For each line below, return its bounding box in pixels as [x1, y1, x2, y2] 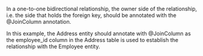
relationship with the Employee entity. [6, 43, 100, 50]
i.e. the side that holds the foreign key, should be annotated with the [6, 12, 177, 19]
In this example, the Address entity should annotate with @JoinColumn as [6, 30, 191, 37]
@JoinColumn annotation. [6, 18, 72, 25]
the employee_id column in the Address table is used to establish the [6, 37, 179, 43]
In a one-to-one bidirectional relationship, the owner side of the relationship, [6, 5, 198, 12]
